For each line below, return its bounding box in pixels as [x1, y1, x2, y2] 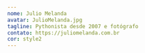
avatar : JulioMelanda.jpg [7, 17, 82, 23]
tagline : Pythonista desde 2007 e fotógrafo [7, 23, 139, 30]
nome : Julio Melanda [7, 10, 68, 17]
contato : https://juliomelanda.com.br [7, 29, 120, 36]
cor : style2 [7, 36, 42, 43]
